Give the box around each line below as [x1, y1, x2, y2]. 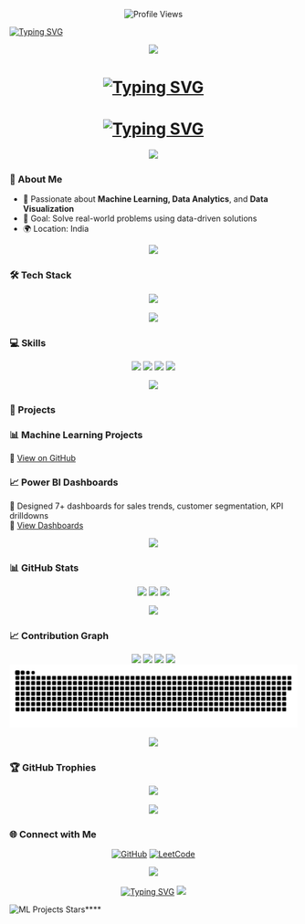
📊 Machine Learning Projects [9, 428, 143, 441]
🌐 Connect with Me [9, 828, 98, 841]
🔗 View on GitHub [9, 453, 76, 464]
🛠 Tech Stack [9, 269, 72, 282]
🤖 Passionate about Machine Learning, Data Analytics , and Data [22, 194, 268, 205]
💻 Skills [9, 336, 47, 349]
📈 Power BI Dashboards [9, 476, 119, 488]
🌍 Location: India [22, 224, 89, 235]
